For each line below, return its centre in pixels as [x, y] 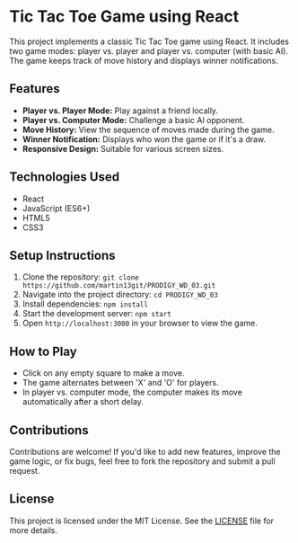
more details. [34, 530]
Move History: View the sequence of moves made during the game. [148, 129]
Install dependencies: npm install [85, 304]
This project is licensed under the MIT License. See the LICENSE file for [142, 521]
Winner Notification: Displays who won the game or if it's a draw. [144, 139]
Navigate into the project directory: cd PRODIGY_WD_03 [120, 295]
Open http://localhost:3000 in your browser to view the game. [140, 323]
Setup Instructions [62, 255]
